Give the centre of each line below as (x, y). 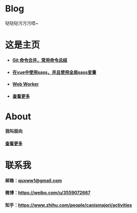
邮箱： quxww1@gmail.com (34, 180)
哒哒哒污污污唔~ (22, 23)
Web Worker (25, 84)
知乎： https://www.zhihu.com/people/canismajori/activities (68, 205)
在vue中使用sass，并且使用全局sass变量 (54, 72)
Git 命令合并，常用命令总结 (40, 60)
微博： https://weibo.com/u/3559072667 (48, 193)
